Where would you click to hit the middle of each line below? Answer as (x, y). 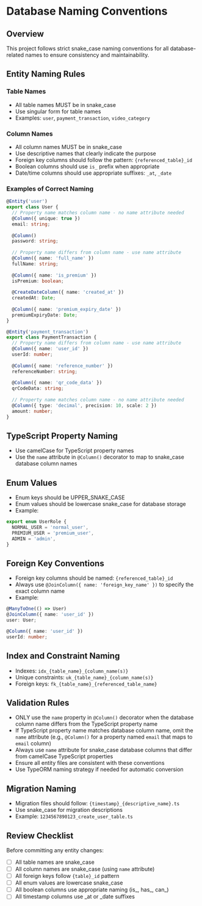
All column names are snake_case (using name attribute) (85, 869)
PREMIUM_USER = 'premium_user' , (53, 533)
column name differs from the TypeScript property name (86, 724)
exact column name (40, 591)
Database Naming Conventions (87, 11)
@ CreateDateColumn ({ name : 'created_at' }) (68, 292)
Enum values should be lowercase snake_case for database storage (100, 504)
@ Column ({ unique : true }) (46, 218)
